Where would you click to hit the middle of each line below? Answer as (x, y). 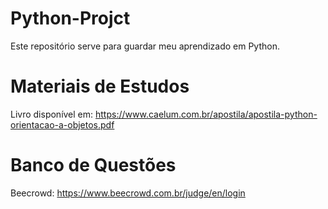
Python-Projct (70, 18)
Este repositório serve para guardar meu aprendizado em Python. (145, 46)
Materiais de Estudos (100, 86)
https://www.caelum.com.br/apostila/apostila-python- (206, 114)
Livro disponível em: (52, 114)
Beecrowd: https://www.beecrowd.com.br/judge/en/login (128, 193)
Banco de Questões (93, 165)
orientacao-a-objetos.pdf (62, 124)
